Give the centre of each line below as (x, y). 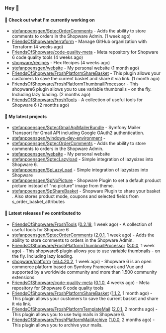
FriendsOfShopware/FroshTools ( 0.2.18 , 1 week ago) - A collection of (82, 224)
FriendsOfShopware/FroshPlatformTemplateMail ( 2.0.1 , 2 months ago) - (84, 309)
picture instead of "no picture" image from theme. (63, 186)
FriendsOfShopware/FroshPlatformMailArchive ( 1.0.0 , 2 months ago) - (83, 320)
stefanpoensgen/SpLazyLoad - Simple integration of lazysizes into (80, 170)
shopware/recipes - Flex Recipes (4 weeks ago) (61, 63)
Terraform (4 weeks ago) (37, 47)
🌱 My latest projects (26, 116)
